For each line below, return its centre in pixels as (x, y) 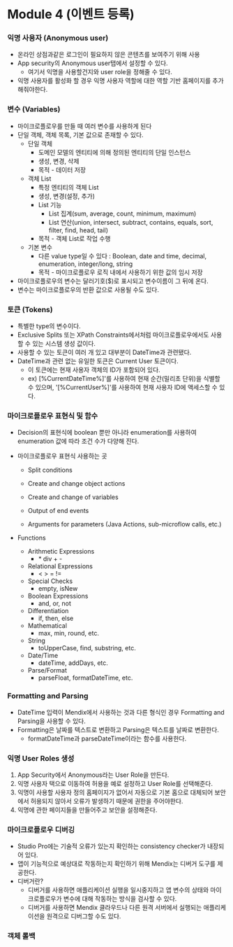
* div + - (50, 559)
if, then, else (56, 618)
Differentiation (48, 611)
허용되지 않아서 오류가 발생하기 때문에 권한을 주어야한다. (107, 801)
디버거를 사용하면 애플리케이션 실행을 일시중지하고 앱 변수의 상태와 (118, 890)
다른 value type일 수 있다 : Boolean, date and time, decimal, (122, 255)
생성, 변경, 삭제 (59, 161)
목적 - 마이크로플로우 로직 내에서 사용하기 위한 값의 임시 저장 (121, 272)
